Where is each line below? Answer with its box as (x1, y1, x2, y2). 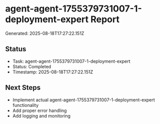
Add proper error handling (12, 107, 67, 113)
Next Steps (5, 83, 41, 92)
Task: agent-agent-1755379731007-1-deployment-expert (12, 58, 131, 64)
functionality (12, 102, 39, 108)
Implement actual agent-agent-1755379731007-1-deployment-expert (12, 96, 155, 103)
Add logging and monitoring (12, 112, 71, 118)
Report (90, 14, 120, 25)
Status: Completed (12, 63, 51, 69)
